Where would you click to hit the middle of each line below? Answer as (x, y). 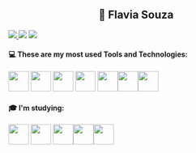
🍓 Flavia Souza (136, 15)
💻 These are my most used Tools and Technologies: (98, 54)
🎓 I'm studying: (36, 108)
